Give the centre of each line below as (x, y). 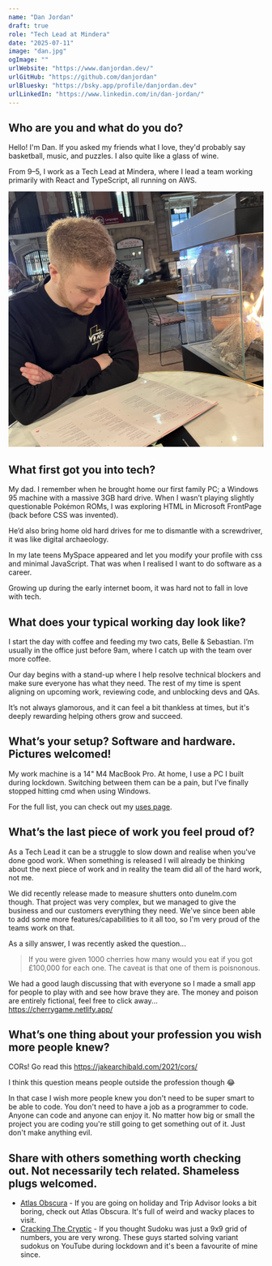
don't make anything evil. (51, 1133)
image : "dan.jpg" (38, 51)
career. (20, 572)
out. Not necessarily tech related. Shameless (124, 1171)
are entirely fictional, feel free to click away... (83, 1000)
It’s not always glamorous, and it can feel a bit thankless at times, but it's (129, 707)
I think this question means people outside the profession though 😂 (122, 1083)
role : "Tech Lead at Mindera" (59, 34)
